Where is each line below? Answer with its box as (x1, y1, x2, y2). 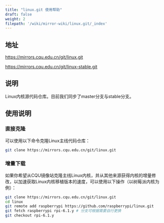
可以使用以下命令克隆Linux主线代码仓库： (5, 137, 90, 144)
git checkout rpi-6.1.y (5, 213, 55, 218)
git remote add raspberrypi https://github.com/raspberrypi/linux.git (5, 204, 154, 209)
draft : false (5, 12, 32, 17)
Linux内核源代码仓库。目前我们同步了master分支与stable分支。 (5, 93, 134, 99)
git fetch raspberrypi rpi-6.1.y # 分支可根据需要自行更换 (5, 209, 121, 214)
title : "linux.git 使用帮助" (5, 7, 62, 12)
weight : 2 (5, 16, 26, 21)
